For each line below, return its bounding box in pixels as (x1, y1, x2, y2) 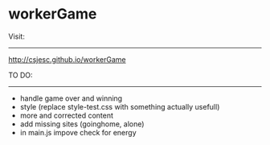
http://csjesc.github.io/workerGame (8, 54, 126, 64)
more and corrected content (19, 110, 114, 120)
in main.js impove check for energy (19, 127, 137, 137)
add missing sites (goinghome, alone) (19, 118, 145, 129)
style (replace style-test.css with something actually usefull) (19, 101, 220, 111)
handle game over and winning (19, 93, 123, 103)
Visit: (8, 31, 26, 41)
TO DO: (8, 70, 34, 80)
